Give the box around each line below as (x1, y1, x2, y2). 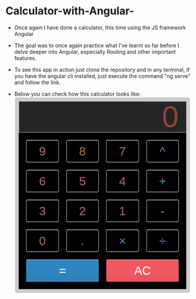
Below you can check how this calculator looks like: (14, 90, 141, 97)
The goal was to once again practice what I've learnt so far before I (14, 42, 179, 49)
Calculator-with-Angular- (5, 4, 135, 18)
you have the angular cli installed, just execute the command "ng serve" (14, 72, 191, 79)
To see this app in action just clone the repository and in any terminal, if (14, 66, 190, 73)
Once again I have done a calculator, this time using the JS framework (14, 24, 186, 31)
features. (14, 54, 37, 61)
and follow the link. (14, 79, 61, 86)
